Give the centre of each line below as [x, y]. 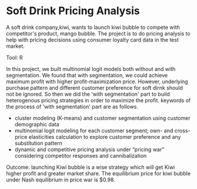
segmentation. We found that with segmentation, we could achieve [87, 75]
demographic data [37, 124]
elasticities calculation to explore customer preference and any [105, 136]
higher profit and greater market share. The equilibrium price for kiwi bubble [98, 173]
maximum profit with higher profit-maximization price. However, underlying [97, 82]
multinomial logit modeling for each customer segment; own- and [94, 131]
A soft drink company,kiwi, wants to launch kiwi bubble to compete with [93, 27]
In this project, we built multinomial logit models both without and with [91, 69]
